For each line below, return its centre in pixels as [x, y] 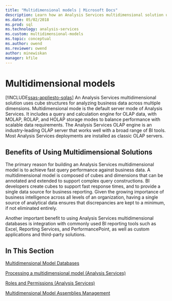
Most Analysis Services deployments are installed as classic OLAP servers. [84, 136]
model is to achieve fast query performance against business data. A [78, 170]
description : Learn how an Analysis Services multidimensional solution [84, 15]
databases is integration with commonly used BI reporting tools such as [81, 224]
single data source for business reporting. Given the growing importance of [85, 192]
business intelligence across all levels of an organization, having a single [82, 197]
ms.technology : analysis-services [42, 29]
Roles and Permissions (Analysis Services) [50, 283]
